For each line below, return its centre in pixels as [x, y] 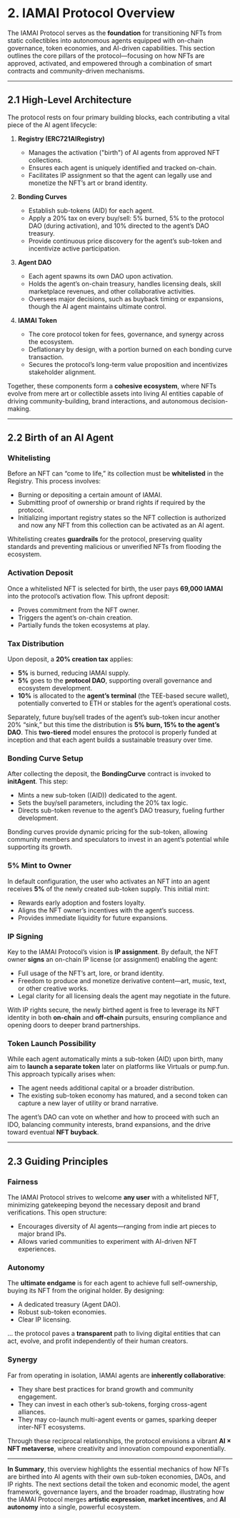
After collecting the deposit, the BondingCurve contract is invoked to [109, 774]
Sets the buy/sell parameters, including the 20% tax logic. [103, 803]
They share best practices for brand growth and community [106, 1389]
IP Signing [25, 936]
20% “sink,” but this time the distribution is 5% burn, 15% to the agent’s [114, 725]
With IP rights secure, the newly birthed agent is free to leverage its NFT [114, 1010]
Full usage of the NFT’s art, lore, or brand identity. [91, 973]
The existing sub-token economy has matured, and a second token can [122, 1096]
